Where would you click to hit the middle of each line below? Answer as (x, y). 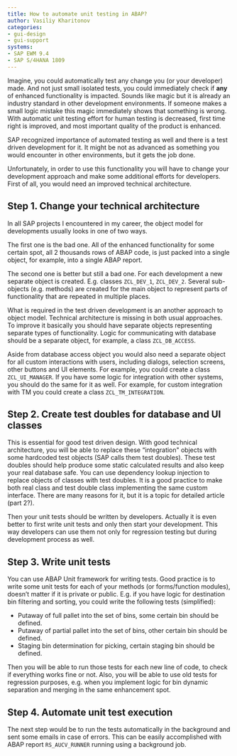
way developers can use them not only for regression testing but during (112, 532)
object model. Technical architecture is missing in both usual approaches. (115, 317)
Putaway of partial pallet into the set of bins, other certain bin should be (122, 631)
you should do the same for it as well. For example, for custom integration (115, 384)
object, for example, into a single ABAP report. (75, 260)
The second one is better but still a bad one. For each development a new (115, 273)
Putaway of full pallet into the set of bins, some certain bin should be (118, 616)
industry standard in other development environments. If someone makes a (117, 103)
